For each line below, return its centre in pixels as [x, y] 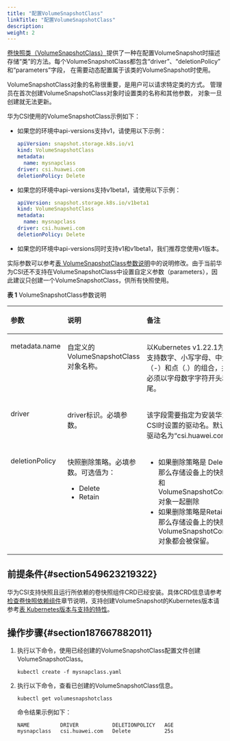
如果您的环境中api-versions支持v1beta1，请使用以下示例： [99, 190]
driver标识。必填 [94, 415]
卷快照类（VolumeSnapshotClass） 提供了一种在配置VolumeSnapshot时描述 [114, 53]
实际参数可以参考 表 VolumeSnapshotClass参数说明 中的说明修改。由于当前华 [115, 263]
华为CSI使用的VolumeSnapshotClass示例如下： [74, 117]
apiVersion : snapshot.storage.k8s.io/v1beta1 [83, 203]
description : [26, 26]
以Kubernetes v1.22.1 [182, 347]
